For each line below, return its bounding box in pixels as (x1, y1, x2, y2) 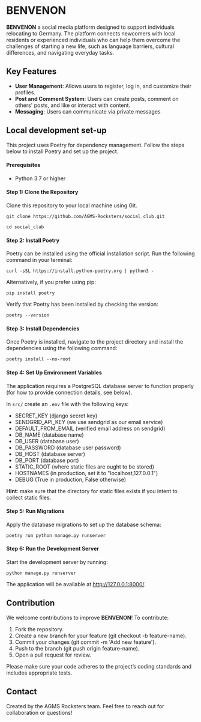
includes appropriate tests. (6, 669, 73, 676)
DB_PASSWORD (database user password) (14, 444, 121, 451)
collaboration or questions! (6, 709, 73, 716)
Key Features (6, 67, 57, 77)
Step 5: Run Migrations (6, 508, 65, 515)
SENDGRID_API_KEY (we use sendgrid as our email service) (14, 418, 163, 425)
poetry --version (6, 312, 50, 318)
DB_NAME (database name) (14, 431, 84, 438)
